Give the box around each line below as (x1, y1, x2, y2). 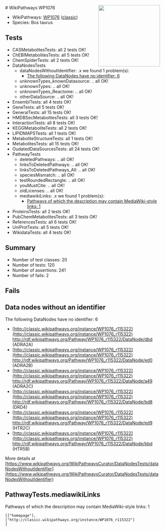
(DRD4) (12, 404, 28, 410)
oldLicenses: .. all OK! (19, 188, 64, 194)
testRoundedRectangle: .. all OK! (19, 177, 85, 183)
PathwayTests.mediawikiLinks (5, 491, 101, 499)
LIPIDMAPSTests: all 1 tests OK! (12, 130, 76, 136)
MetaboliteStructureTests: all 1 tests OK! (12, 135, 93, 141)
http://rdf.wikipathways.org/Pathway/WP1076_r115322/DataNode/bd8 (12, 399, 153, 405)
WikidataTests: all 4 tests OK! (12, 229, 71, 235)
